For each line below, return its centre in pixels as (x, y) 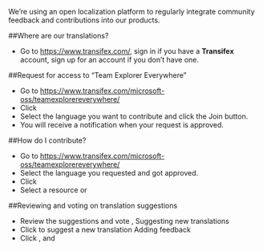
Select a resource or (53, 190)
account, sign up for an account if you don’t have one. (109, 60)
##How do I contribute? (47, 140)
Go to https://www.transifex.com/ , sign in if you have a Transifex (127, 51)
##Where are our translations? (59, 36)
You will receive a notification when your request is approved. (122, 125)
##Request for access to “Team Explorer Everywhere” (97, 75)
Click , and (38, 238)
